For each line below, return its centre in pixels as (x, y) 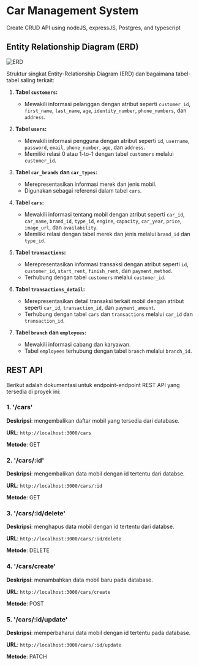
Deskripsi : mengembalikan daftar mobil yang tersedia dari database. (93, 420)
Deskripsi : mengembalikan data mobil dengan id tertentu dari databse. (96, 474)
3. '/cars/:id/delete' (36, 513)
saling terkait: (38, 80)
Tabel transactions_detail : (50, 289)
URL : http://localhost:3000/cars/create (58, 591)
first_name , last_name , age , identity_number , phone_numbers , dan (105, 110)
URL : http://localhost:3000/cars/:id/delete (64, 539)
